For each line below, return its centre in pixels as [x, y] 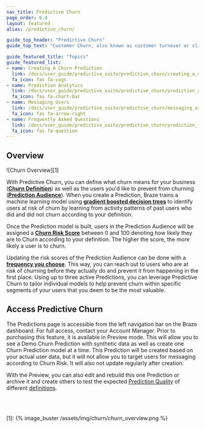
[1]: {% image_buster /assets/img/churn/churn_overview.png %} [87, 418]
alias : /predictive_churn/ [41, 29]
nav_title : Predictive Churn [43, 12]
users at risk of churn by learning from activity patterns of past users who [99, 208]
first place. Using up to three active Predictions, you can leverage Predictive [102, 277]
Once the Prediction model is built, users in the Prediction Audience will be [100, 226]
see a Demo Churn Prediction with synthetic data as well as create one [95, 344]
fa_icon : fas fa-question [45, 131]
